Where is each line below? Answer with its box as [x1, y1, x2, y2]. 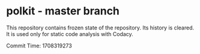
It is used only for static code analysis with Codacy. [6, 30, 133, 37]
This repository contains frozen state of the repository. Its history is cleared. [6, 24, 194, 31]
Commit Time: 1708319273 [6, 42, 72, 49]
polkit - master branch [6, 4, 120, 18]
